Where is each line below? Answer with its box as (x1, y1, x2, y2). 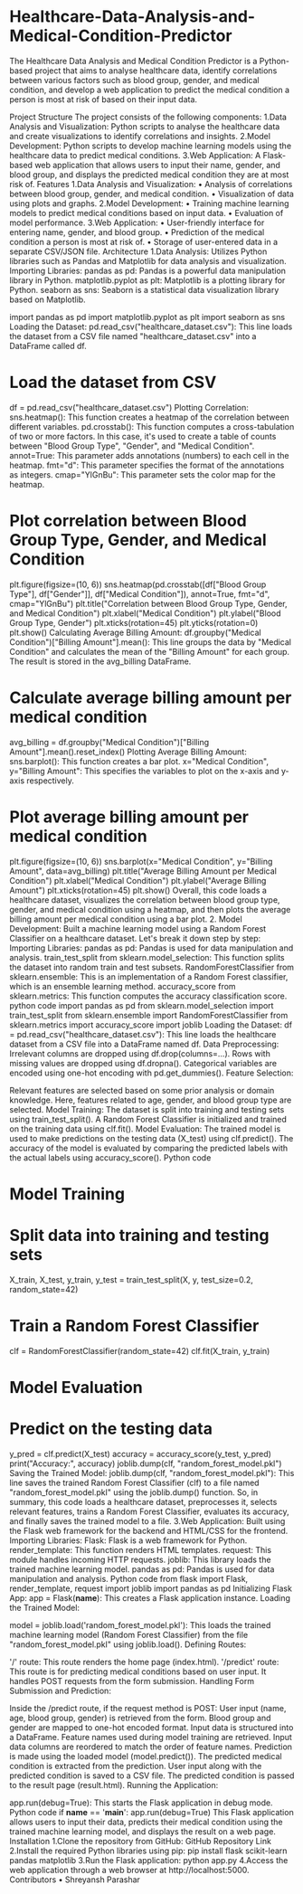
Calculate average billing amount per (9, 687, 292, 707)
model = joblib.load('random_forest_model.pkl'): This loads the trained (9, 1619, 271, 1630)
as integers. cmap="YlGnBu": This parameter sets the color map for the (9, 469, 276, 480)
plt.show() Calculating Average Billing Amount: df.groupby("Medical (9, 627, 262, 638)
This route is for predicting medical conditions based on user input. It (9, 1666, 267, 1677)
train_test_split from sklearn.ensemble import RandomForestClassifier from (9, 1009, 289, 1020)
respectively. (26, 775, 75, 786)
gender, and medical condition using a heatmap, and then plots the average (9, 904, 291, 914)
